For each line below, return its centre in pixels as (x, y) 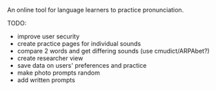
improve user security (48, 36)
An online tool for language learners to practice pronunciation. (96, 10)
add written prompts (46, 80)
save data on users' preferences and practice (82, 65)
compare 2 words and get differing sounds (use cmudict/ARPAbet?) (113, 51)
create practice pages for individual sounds (79, 43)
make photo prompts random (58, 73)
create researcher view (50, 58)
